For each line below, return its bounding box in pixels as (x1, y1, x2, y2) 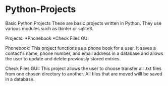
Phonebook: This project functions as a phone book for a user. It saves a (5, 45, 156, 51)
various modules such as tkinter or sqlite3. (5, 25, 93, 31)
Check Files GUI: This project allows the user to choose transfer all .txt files (5, 65, 162, 71)
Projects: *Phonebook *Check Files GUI (5, 35, 89, 41)
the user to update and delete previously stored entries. (5, 55, 121, 61)
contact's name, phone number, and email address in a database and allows (5, 50, 163, 56)
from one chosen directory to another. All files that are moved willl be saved (5, 70, 162, 76)
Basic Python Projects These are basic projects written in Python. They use (5, 20, 162, 26)
